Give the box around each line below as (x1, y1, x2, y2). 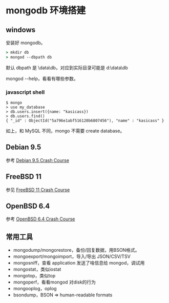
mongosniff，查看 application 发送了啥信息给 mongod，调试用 (13, 260, 145, 266)
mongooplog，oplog (13, 286, 57, 292)
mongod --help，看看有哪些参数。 (6, 75, 78, 82)
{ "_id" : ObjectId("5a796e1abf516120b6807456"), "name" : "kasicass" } (6, 118, 164, 124)
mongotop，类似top (13, 273, 56, 279)
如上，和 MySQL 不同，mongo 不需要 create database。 (6, 128, 125, 134)
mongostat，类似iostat (13, 266, 61, 272)
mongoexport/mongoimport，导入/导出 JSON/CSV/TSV (13, 253, 131, 259)
